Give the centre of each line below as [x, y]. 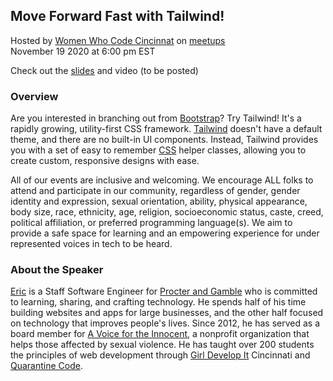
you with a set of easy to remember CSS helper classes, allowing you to [158, 150]
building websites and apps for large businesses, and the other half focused [167, 313]
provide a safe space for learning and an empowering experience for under [165, 233]
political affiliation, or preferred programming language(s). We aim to [151, 223]
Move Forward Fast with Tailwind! [117, 16]
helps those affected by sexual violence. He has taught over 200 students [162, 345]
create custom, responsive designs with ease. [105, 161]
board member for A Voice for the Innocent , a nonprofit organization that [160, 334]
